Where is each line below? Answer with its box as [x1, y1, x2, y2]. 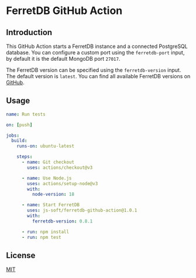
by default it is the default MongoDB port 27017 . [6, 55, 121, 62]
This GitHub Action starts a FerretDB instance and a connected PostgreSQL [6, 43, 188, 50]
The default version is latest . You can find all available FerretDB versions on [6, 73, 191, 79]
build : [11, 138, 27, 144]
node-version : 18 [32, 192, 75, 197]
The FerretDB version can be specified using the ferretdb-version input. [6, 67, 181, 74]
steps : [16, 154, 33, 160]
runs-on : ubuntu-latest [16, 143, 75, 150]
